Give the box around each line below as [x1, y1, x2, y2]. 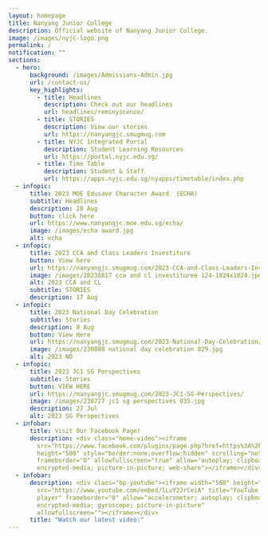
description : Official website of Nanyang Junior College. [8, 26, 209, 34]
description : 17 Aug [29, 294, 98, 301]
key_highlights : [29, 85, 84, 94]
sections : [8, 57, 41, 65]
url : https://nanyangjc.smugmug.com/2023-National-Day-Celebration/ [29, 338, 262, 346]
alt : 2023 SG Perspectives [29, 412, 120, 420]
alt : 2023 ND [29, 353, 73, 361]
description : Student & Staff [43, 167, 145, 175]
